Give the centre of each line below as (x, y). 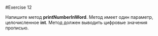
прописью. (17, 28)
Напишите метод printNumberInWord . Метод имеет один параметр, (79, 17)
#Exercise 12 (19, 7)
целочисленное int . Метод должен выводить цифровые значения (76, 23)
